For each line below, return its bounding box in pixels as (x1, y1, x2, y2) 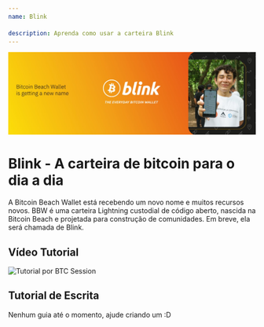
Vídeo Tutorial (8, 245, 79, 259)
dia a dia (8, 171, 64, 189)
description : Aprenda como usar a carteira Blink (8, 29, 174, 37)
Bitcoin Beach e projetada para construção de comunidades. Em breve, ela (8, 215, 251, 224)
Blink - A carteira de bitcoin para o (8, 155, 236, 173)
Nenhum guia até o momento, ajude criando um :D (8, 310, 171, 319)
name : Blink (8, 13, 47, 20)
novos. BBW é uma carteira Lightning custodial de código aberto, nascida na (8, 206, 256, 215)
